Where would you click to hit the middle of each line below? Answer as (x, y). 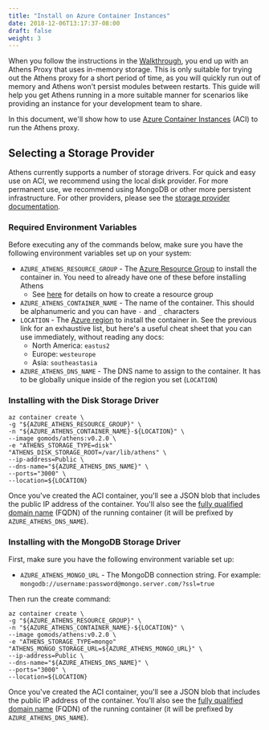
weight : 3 (25, 38)
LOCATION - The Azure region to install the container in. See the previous (138, 320)
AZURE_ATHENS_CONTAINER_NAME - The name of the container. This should (137, 303)
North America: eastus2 (71, 345)
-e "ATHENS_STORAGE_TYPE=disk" (61, 445)
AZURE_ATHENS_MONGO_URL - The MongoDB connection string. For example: (140, 574)
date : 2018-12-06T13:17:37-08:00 (64, 23)
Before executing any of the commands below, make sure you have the (126, 245)
